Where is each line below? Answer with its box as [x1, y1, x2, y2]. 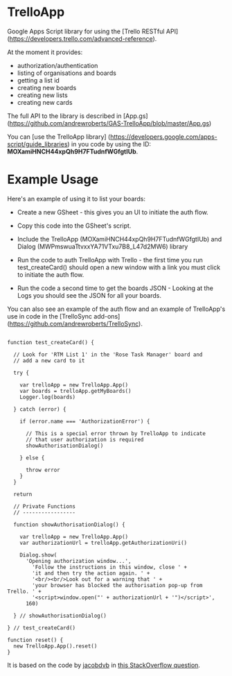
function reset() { [7, 636, 64, 643]
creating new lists [17, 91, 68, 99]
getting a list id [17, 76, 60, 84]
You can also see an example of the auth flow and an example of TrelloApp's [7, 305, 226, 313]
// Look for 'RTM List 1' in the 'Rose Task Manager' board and [13, 351, 203, 358]
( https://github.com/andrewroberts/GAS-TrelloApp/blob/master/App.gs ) [7, 119, 212, 127]
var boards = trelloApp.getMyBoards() [19, 387, 132, 394]
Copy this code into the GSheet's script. [17, 221, 132, 230]
